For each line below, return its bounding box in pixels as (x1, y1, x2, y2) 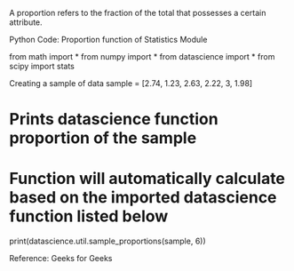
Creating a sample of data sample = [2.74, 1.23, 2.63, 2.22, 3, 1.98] (9, 78, 253, 88)
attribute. (9, 17, 43, 28)
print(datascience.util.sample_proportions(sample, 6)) (9, 235, 206, 247)
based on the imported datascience (9, 187, 277, 208)
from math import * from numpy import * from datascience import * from (9, 52, 275, 61)
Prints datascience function (9, 109, 219, 130)
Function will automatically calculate (9, 169, 286, 189)
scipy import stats (9, 61, 75, 71)
